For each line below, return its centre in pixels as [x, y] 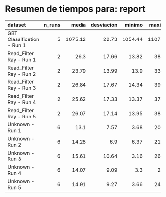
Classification [23, 39]
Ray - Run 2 [22, 74]
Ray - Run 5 [22, 116]
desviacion [104, 25]
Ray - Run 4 [22, 102]
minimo [134, 25]
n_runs [52, 25]
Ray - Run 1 [22, 59]
